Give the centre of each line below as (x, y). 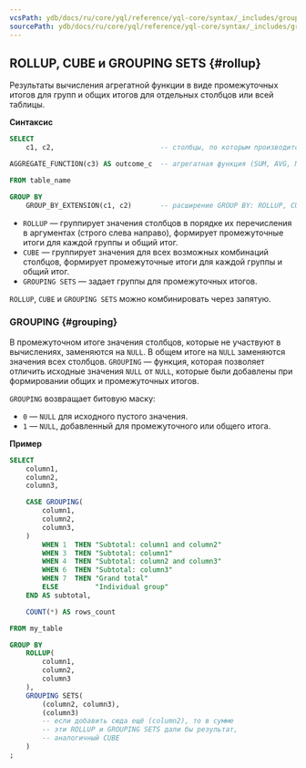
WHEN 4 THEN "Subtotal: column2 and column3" (132, 562)
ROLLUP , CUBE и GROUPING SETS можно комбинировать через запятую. (140, 298)
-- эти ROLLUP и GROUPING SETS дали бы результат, (140, 730)
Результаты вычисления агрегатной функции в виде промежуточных (144, 85)
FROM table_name (40, 180)
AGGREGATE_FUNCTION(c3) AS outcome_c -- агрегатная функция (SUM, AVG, (150, 164)
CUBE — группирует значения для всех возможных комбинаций (145, 252)
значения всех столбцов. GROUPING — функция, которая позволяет (137, 361)
